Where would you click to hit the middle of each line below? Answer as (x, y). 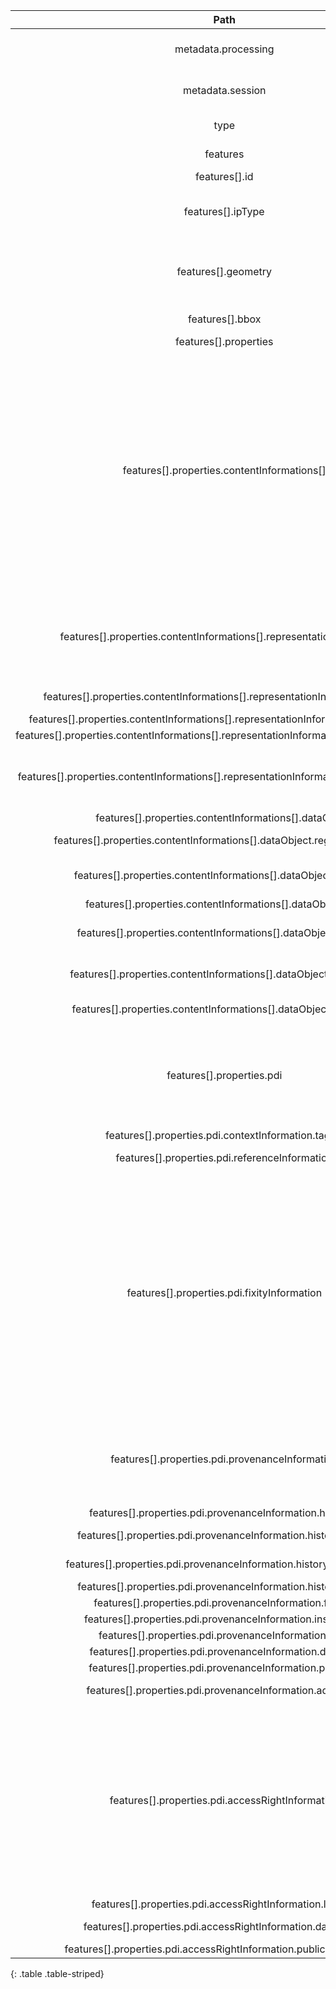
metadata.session (224, 90)
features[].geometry (224, 271)
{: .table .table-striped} (57, 1973)
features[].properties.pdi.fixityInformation (224, 1292)
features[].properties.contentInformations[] (224, 470)
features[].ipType (224, 211)
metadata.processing (224, 49)
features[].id (224, 176)
